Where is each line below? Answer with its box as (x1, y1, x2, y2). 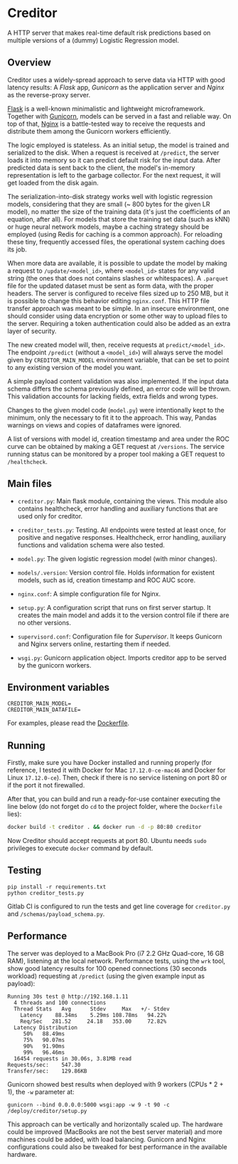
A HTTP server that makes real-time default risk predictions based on (7, 28, 211, 37)
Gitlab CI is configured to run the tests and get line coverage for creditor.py (7, 902, 231, 910)
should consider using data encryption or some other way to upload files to (7, 311, 227, 320)
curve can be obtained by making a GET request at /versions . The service (7, 442, 225, 450)
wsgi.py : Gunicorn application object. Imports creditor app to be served (17, 653, 227, 662)
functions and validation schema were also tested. (17, 540, 166, 549)
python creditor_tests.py (7, 889, 84, 896)
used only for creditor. (17, 511, 83, 520)
